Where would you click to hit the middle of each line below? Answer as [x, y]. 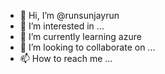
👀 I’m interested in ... [62, 26]
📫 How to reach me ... [66, 58]
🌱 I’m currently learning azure [80, 36]
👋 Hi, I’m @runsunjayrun [69, 15]
